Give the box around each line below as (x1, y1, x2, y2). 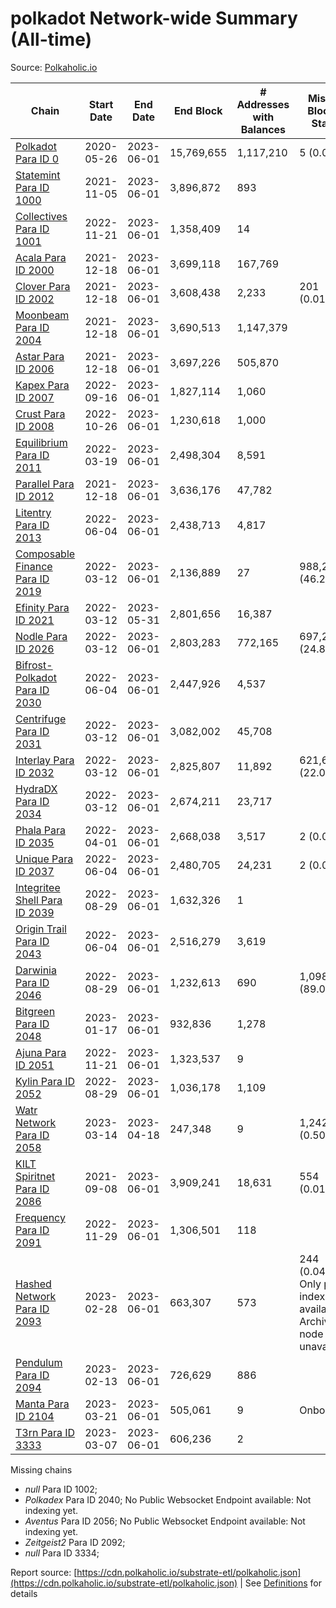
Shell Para (15, 893, 63, 907)
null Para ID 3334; (24, 1547, 100, 1559)
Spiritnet (15, 1169, 56, 1183)
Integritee (15, 880, 61, 894)
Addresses (236, 97, 290, 111)
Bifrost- (15, 658, 53, 672)
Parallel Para (15, 477, 75, 491)
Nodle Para (15, 629, 68, 643)
